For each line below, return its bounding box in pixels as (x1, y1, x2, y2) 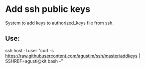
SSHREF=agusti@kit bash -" (5, 58, 63, 64)
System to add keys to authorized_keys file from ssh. (5, 20, 114, 26)
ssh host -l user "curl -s (5, 47, 54, 53)
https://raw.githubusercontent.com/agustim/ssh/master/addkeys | (5, 53, 141, 59)
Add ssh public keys (5, 3, 91, 15)
